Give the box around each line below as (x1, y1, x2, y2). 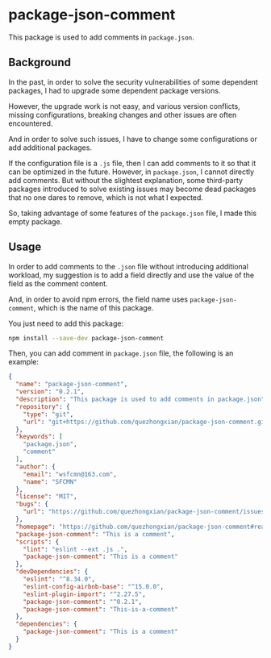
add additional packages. (8, 143, 93, 152)
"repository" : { (15, 402, 70, 410)
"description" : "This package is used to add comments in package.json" (15, 395, 265, 404)
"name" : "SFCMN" (23, 477, 78, 485)
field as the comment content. (8, 278, 108, 288)
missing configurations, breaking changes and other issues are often (8, 110, 237, 119)
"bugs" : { (15, 500, 48, 509)
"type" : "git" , (23, 410, 74, 419)
